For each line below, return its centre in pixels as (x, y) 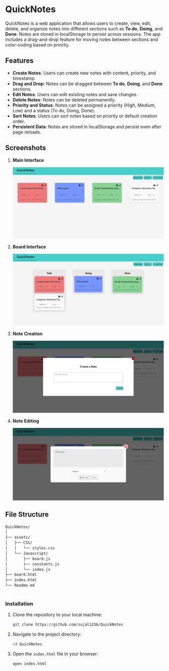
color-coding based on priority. (37, 44)
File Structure (27, 515)
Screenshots (26, 148)
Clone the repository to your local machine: (57, 615)
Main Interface (28, 160)
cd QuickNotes (27, 644)
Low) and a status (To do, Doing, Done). (54, 110)
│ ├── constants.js (32, 564)
